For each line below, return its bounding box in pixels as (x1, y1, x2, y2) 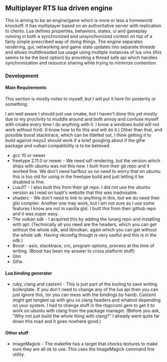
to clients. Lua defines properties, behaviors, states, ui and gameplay (5, 27, 147, 34)
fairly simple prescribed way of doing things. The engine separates (5, 38, 143, 44)
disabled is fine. (12, 178, 45, 184)
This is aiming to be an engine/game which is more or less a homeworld (5, 17, 153, 23)
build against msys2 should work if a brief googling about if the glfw (5, 137, 146, 143)
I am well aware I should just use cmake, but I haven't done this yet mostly (5, 110, 158, 116)
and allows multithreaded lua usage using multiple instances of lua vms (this (5, 49, 162, 55)
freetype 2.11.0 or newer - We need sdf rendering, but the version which (12, 157, 161, 163)
